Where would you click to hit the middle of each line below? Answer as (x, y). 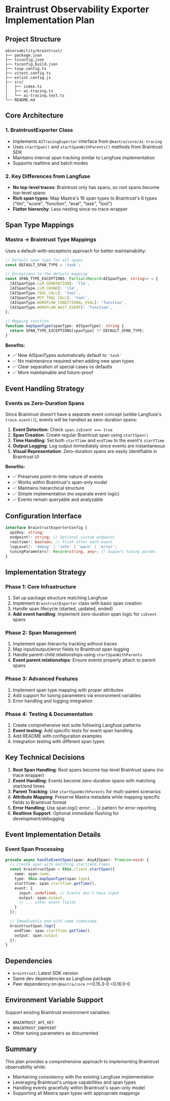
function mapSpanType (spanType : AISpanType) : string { (65, 326)
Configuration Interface (44, 516)
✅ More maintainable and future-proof (53, 372)
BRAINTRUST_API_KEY (33, 1022)
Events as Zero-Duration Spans (45, 403)
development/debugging (38, 819)
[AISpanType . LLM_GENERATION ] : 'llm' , (50, 284)
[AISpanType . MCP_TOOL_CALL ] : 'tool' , (50, 298)
